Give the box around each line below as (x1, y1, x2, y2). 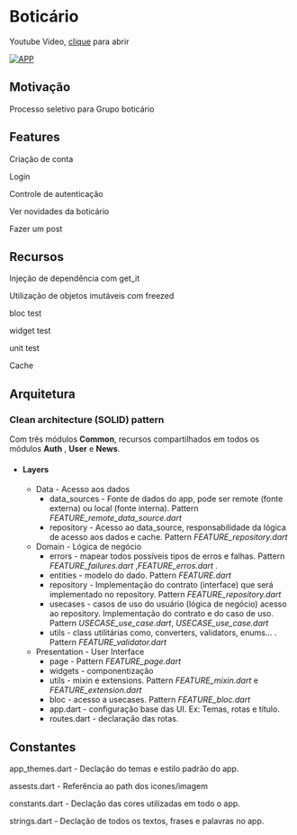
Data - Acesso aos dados (35, 484, 130, 495)
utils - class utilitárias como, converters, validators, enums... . (49, 627, 277, 638)
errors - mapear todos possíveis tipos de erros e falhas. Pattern (49, 551, 285, 561)
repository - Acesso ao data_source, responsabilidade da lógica (49, 522, 286, 533)
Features (9, 130, 60, 145)
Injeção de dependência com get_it (9, 273, 140, 284)
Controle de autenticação (9, 188, 103, 199)
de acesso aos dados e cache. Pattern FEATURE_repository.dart (49, 532, 288, 543)
